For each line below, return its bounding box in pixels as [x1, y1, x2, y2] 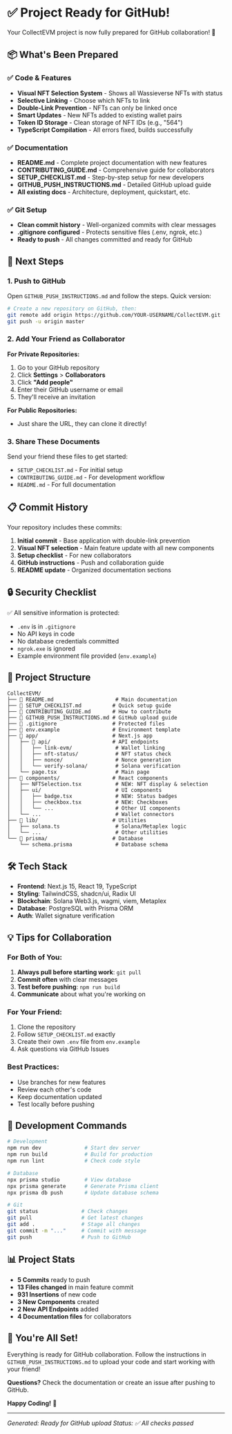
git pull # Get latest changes [7, 1214, 144, 1221]
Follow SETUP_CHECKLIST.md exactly [17, 1030, 116, 1038]
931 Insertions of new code [17, 1290, 97, 1299]
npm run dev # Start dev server [7, 1145, 140, 1152]
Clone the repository [17, 1023, 76, 1031]
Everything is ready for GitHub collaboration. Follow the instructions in [7, 1350, 207, 1359]
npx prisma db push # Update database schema [7, 1189, 159, 1196]
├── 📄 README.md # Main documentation [7, 696, 177, 703]
